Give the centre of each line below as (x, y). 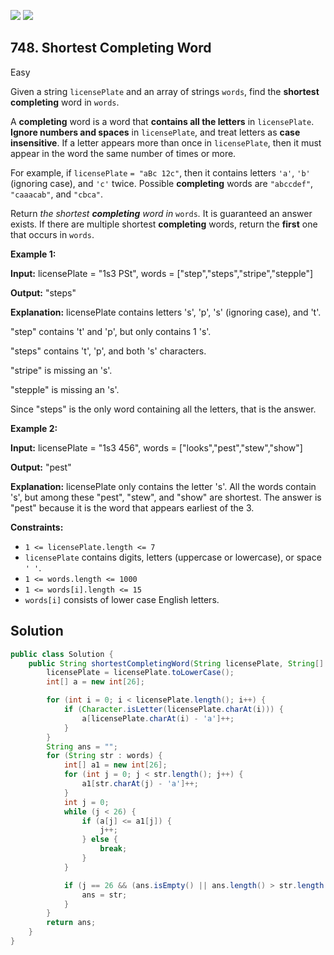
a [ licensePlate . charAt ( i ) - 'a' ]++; (158, 718)
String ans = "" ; (82, 746)
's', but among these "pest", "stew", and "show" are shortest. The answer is (166, 497)
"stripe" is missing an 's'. (61, 370)
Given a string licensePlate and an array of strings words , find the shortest (165, 91)
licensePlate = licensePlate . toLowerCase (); (140, 673)
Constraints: (37, 527)
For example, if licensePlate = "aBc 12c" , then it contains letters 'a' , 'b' (160, 172)
